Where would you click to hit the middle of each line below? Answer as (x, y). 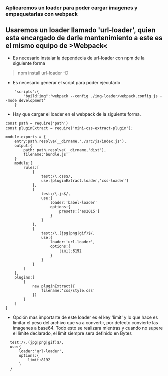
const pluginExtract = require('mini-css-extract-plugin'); (69, 128)
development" (32, 100)
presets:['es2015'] (79, 211)
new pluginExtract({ (53, 286)
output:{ (23, 145)
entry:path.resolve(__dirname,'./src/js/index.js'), (70, 141)
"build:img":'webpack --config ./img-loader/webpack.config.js (91, 96)
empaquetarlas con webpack (41, 14)
